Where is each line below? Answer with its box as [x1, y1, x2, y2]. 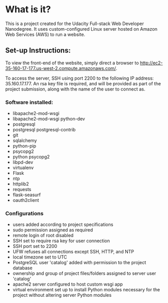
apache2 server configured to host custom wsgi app [12, 281, 123, 287]
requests [12, 187, 32, 193]
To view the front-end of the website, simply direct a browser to [5, 60, 139, 66]
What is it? [5, 4, 51, 15]
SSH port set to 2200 [12, 243, 58, 249]
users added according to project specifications [12, 221, 114, 228]
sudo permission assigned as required [12, 227, 93, 233]
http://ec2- [139, 60, 163, 66]
